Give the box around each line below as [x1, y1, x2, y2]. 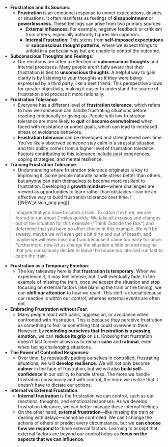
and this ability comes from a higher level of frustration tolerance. [17, 145, 155, 151]
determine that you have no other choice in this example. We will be [15, 226, 158, 232]
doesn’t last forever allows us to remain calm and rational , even [17, 339, 152, 344]
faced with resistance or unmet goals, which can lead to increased [17, 123, 158, 130]
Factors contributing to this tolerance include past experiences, [17, 151, 151, 157]
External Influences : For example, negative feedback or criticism [25, 26, 162, 32]
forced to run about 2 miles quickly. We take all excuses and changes [15, 215, 161, 221]
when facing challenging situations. [17, 344, 93, 350]
